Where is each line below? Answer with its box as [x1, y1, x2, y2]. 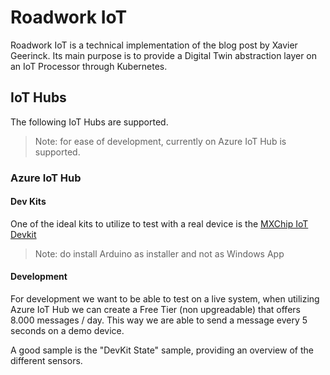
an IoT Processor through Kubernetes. [10, 60, 168, 72]
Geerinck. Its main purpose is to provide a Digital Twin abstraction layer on [10, 49, 318, 61]
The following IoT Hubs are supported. [10, 116, 169, 128]
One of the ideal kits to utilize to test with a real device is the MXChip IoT [10, 217, 309, 230]
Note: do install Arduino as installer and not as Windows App [34, 247, 285, 260]
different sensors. [10, 355, 83, 367]
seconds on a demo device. [10, 325, 125, 337]
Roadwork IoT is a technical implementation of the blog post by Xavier [10, 39, 298, 51]
